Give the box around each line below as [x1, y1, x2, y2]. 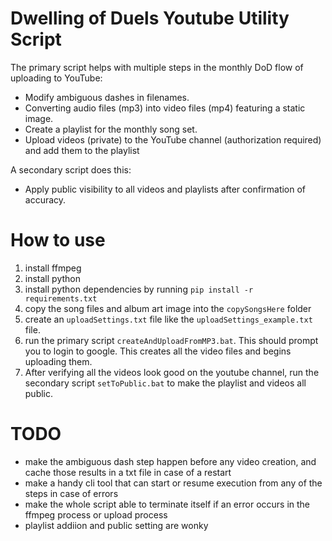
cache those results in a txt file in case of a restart [24, 466, 232, 478]
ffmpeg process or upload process [24, 508, 168, 521]
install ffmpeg [24, 262, 82, 274]
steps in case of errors [24, 487, 119, 499]
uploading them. [24, 355, 93, 367]
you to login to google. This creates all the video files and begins [24, 345, 292, 357]
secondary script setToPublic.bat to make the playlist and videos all [24, 377, 307, 389]
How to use [10, 229, 106, 252]
